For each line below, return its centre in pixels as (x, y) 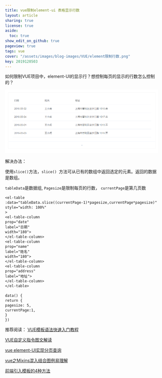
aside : (12, 31)
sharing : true (19, 20)
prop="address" (20, 271)
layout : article (21, 15)
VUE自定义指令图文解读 (29, 340)
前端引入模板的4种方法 (28, 371)
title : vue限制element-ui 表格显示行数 (42, 10)
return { (14, 301)
